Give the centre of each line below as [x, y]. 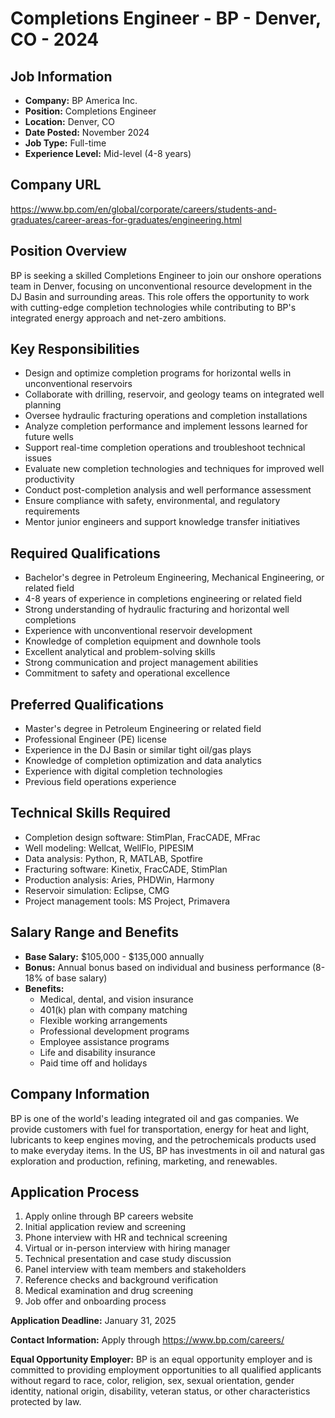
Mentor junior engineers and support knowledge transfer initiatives [162, 522]
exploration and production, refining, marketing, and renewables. [144, 1161]
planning [43, 405]
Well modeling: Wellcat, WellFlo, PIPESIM [109, 848]
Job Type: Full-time [65, 143]
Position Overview [69, 251]
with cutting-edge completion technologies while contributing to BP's [153, 307]
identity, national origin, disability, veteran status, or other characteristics [160, 1391]
